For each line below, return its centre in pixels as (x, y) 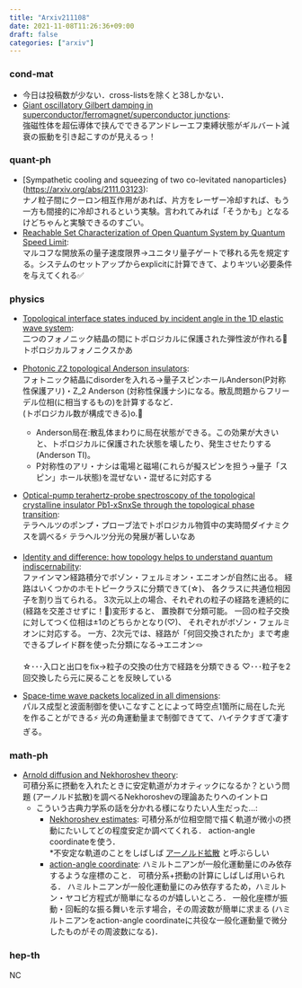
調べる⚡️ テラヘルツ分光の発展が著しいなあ (117, 536)
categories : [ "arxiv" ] (52, 43)
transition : (41, 515)
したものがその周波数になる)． (106, 931)
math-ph (29, 755)
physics (27, 299)
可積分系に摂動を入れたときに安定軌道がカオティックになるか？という (152, 786)
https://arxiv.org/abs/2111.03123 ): (87, 189)
